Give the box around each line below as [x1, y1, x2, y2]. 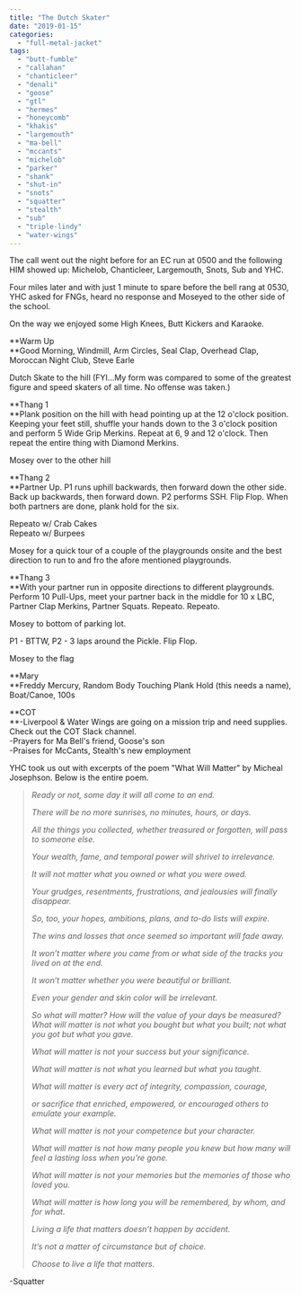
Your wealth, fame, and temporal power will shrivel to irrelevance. [31, 851, 276, 863]
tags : [9, 47, 30, 56]
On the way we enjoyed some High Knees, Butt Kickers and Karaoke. [9, 318, 265, 329]
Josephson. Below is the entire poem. [9, 772, 149, 783]
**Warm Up [9, 336, 55, 347]
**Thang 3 [9, 572, 51, 583]
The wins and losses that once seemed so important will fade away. [31, 931, 285, 942]
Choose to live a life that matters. [31, 1259, 155, 1270]
